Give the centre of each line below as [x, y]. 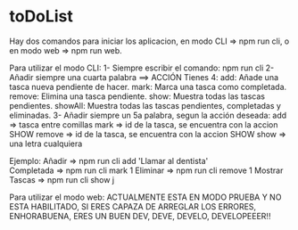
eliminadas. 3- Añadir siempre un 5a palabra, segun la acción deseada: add [148, 115]
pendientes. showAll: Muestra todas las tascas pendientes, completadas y [145, 105]
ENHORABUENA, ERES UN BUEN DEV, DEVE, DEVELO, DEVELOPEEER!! [140, 216]
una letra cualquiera [46, 144]
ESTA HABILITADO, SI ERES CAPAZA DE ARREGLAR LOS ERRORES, [133, 206]
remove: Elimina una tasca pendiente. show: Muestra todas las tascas [137, 96]
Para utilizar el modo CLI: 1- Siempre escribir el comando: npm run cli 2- [142, 68]
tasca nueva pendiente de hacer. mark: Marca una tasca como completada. [148, 86]
